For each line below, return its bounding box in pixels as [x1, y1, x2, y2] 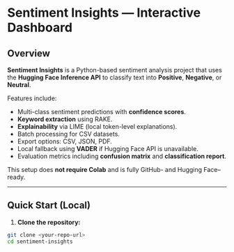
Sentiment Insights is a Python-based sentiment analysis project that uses [7, 66, 223, 74]
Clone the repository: [17, 218, 81, 226]
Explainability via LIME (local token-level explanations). [17, 123, 178, 130]
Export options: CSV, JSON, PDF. [17, 137, 113, 145]
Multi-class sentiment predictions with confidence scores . [17, 108, 187, 116]
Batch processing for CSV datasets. [17, 130, 120, 138]
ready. [7, 173, 26, 181]
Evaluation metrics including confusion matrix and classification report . [17, 152, 227, 160]
